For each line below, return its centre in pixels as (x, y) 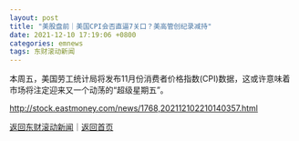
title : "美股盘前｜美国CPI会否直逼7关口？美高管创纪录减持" (111, 26)
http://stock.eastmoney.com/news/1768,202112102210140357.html (134, 108)
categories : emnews (46, 43)
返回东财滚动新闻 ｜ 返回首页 (62, 127)
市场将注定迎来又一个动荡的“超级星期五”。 (89, 90)
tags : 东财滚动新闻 (42, 52)
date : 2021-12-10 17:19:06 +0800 (73, 35)
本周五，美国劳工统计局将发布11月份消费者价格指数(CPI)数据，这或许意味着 (150, 79)
